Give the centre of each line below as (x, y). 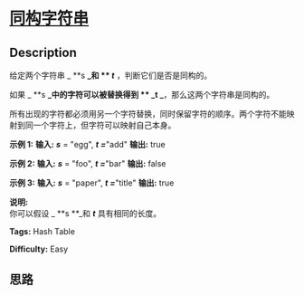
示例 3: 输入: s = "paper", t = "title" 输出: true (92, 183)
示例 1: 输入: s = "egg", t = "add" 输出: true (87, 144)
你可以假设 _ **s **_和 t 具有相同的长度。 (85, 213)
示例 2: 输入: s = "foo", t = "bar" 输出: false (88, 163)
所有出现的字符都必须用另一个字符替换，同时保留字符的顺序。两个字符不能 (148, 114)
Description (43, 52)
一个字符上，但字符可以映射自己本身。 (104, 125)
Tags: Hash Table (42, 231)
